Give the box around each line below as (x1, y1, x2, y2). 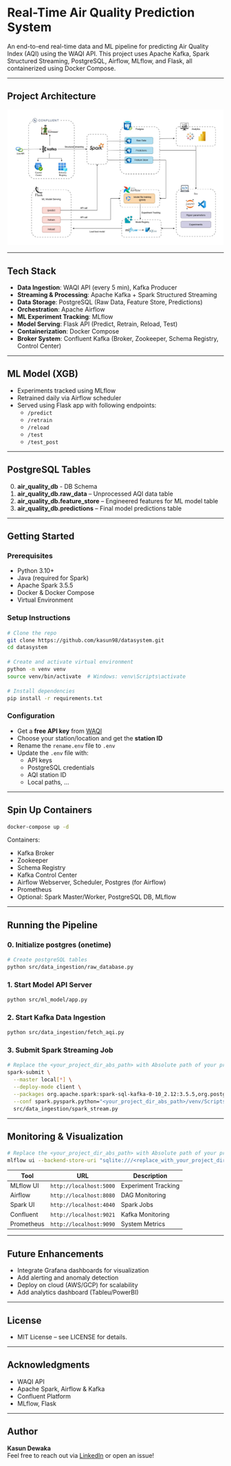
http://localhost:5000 (50, 1183, 115, 1190)
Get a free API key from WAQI (16, 727, 102, 735)
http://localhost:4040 (50, 1202, 115, 1209)
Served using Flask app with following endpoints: (16, 401, 157, 409)
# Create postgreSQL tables (7, 956, 88, 963)
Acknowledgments (7, 1359, 91, 1371)
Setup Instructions (7, 613, 71, 623)
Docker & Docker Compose (16, 589, 95, 597)
